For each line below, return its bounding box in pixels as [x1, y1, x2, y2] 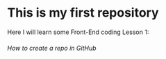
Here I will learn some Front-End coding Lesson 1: [7, 28, 149, 36]
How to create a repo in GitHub [7, 44, 97, 52]
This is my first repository [7, 5, 159, 21]
